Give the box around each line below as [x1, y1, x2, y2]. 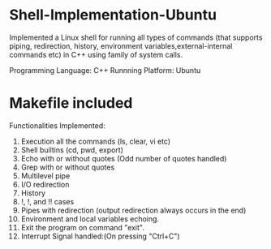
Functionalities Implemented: [9, 120, 106, 131]
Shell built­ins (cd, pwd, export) [20, 144, 124, 155]
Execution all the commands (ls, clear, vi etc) [20, 136, 171, 146]
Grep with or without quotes [20, 162, 115, 172]
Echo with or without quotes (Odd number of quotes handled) [20, 153, 227, 163]
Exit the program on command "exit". [20, 222, 144, 232]
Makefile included [9, 94, 133, 113]
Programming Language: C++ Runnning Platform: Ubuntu [9, 65, 201, 75]
